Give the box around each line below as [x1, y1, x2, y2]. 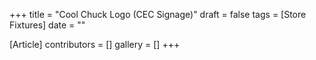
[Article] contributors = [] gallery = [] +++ [9, 39, 181, 50]
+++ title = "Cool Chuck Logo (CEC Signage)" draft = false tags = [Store [9, 9, 307, 20]
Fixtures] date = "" [9, 19, 86, 31]
